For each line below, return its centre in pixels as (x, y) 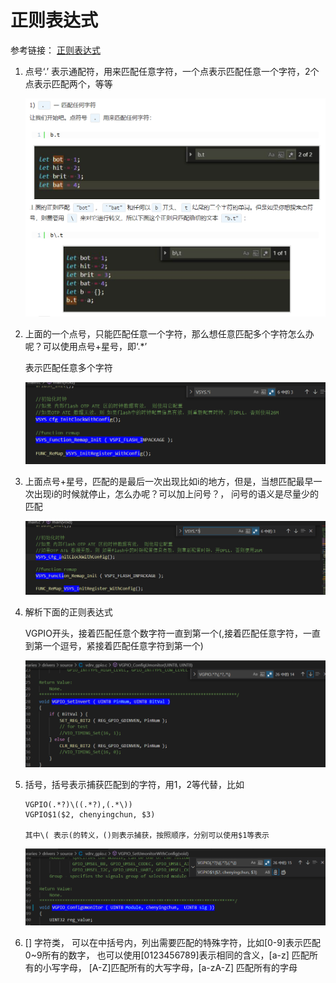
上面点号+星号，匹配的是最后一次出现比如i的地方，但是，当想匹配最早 (169, 482)
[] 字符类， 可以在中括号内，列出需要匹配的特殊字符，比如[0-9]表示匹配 (173, 942)
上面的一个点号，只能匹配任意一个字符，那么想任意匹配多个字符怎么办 (169, 334)
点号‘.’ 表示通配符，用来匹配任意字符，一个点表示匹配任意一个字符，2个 (172, 71)
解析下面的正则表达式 (68, 612)
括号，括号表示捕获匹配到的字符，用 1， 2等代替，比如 (134, 784)
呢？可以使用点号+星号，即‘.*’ (86, 347)
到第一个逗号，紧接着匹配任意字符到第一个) (114, 645)
